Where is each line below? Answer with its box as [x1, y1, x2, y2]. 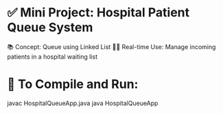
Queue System [7, 20, 93, 35]
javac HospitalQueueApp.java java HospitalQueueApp [7, 99, 159, 107]
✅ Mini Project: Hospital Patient [7, 5, 190, 20]
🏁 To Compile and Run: [7, 76, 139, 92]
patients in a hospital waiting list [7, 53, 98, 61]
